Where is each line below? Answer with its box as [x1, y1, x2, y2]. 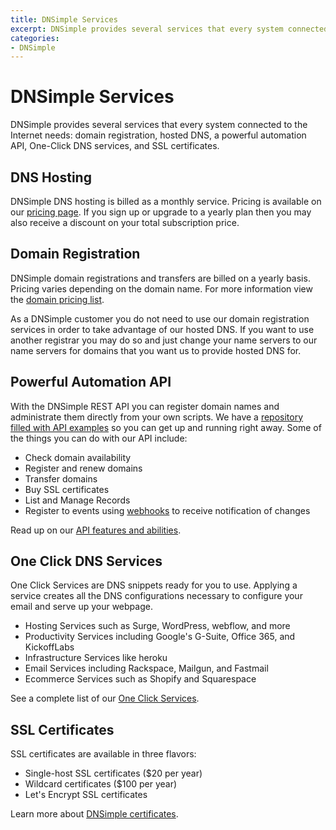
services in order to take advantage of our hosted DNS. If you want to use [10, 323, 315, 335]
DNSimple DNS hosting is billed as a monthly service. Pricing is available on [10, 196, 322, 207]
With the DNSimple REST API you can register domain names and [10, 400, 280, 412]
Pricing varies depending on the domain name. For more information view [10, 282, 313, 295]
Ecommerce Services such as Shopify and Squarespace [24, 673, 257, 685]
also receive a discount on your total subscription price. [10, 217, 240, 228]
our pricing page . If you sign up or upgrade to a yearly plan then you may [10, 206, 312, 218]
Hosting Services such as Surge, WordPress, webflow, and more [24, 620, 291, 632]
